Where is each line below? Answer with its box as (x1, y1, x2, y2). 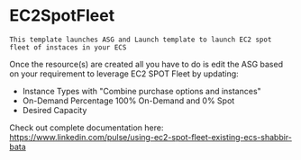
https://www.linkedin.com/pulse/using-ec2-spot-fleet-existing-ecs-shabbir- (9, 131, 293, 142)
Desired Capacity (22, 104, 87, 115)
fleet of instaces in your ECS (9, 42, 127, 52)
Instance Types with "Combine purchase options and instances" (22, 85, 261, 96)
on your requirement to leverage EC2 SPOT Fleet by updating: (9, 68, 239, 79)
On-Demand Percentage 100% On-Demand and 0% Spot (22, 95, 235, 106)
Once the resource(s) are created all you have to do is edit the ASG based (9, 58, 284, 69)
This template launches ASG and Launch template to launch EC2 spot (9, 35, 272, 44)
